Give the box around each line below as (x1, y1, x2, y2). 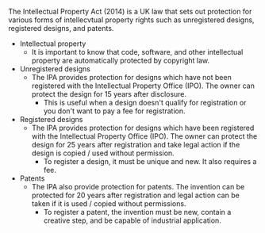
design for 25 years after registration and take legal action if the (31, 140, 240, 149)
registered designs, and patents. (8, 24, 114, 32)
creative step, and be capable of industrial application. (43, 216, 222, 225)
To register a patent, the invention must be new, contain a (43, 208, 232, 216)
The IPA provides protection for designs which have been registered (31, 123, 255, 132)
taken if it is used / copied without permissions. (31, 199, 186, 208)
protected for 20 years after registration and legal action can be (31, 190, 240, 200)
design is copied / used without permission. (31, 148, 175, 158)
